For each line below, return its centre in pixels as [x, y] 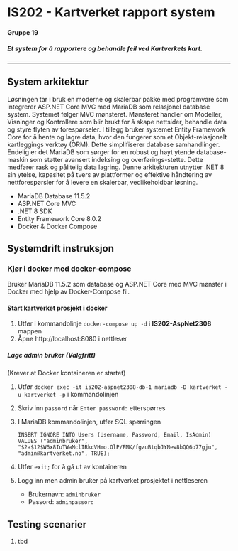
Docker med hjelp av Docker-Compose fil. [68, 291]
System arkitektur [48, 82]
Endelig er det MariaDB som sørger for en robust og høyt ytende [101, 152]
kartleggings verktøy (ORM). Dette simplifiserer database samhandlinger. [114, 144]
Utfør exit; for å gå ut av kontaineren [72, 467]
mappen [30, 331]
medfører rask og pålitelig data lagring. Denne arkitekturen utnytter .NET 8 [116, 167]
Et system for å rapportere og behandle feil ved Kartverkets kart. [105, 49]
